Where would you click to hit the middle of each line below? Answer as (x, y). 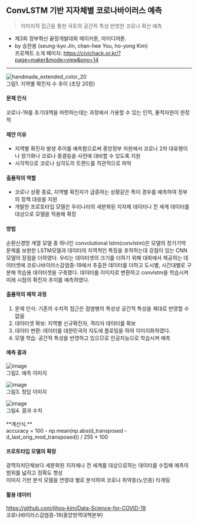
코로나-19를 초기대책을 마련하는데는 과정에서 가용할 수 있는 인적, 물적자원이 (93, 112)
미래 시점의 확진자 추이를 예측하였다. (48, 280)
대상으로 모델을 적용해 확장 (45, 214)
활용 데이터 (19, 495)
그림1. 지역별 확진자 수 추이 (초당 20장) (51, 84)
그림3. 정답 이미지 (27, 392)
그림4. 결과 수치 (24, 410)
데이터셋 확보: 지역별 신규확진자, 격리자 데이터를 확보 (75, 323)
